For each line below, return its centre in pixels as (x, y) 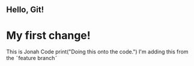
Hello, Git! (25, 10)
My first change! (49, 35)
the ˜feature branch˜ (32, 58)
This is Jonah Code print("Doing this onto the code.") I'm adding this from (97, 52)
